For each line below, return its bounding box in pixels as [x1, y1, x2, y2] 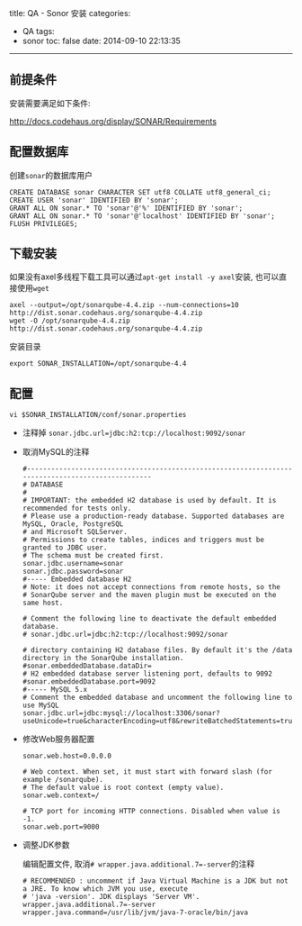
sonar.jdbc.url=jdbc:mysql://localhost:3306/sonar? [22, 709, 220, 718]
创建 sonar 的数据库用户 [9, 169, 93, 180]
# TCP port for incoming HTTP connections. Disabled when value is [22, 807, 280, 816]
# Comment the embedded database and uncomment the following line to [22, 693, 293, 703]
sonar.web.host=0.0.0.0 [22, 751, 112, 761]
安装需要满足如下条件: [9, 97, 92, 108]
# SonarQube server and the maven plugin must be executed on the [22, 591, 277, 600]
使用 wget [16, 283, 49, 294]
